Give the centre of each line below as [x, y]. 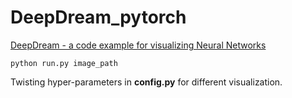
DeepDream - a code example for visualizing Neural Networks [138, 45]
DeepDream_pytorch [98, 17]
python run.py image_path [64, 63]
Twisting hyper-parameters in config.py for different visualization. [146, 82]
